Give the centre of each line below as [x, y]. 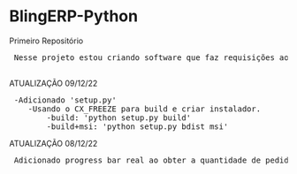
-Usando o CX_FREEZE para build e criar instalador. [145, 109]
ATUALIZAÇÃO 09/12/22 [53, 83]
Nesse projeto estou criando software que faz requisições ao [151, 57]
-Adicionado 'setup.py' [65, 100]
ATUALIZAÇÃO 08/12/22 [53, 143]
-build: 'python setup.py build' [119, 117]
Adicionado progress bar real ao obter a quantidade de [137, 160]
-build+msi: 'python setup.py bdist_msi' [137, 126]
